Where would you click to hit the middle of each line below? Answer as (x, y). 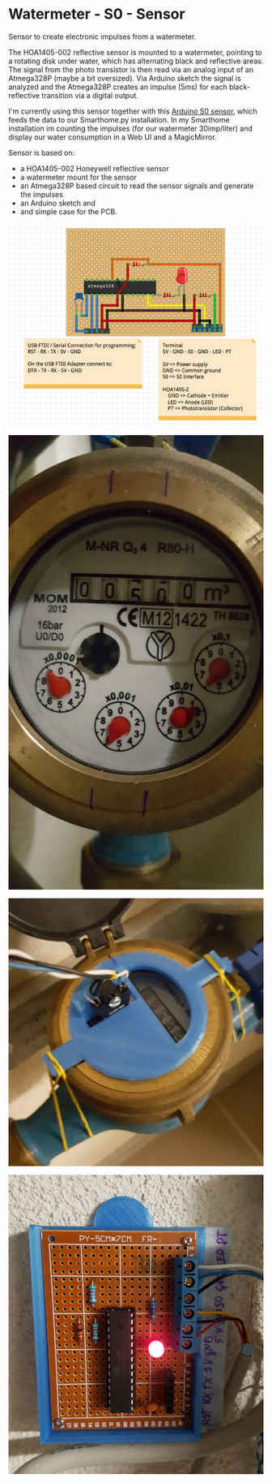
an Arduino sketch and (57, 203)
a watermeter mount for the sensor (79, 177)
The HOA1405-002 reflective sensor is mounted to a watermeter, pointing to (135, 52)
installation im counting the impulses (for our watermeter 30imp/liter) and (130, 128)
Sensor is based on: (42, 153)
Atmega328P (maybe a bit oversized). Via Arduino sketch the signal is (125, 78)
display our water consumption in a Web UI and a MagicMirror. (113, 137)
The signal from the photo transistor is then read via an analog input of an (131, 69)
